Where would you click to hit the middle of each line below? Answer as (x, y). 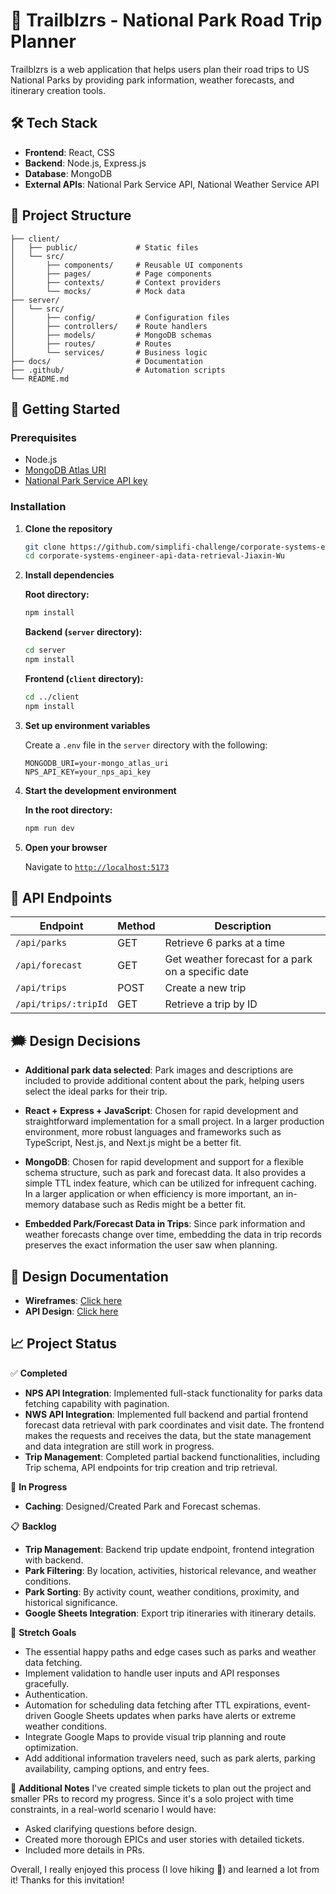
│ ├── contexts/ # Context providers (116, 282)
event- (297, 1705)
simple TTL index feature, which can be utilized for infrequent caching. (170, 1183)
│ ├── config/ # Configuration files (120, 317)
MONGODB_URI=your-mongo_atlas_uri (96, 763)
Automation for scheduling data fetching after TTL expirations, (153, 1705)
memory (42, 1205)
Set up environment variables (87, 725)
